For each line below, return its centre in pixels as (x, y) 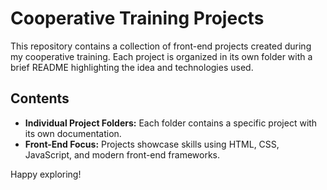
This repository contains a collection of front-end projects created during (161, 46)
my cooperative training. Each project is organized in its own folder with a (161, 56)
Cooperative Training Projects (137, 18)
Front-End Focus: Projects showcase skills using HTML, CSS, (152, 144)
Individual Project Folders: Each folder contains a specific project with (171, 123)
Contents (40, 98)
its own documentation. (73, 133)
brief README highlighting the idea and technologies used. (132, 67)
